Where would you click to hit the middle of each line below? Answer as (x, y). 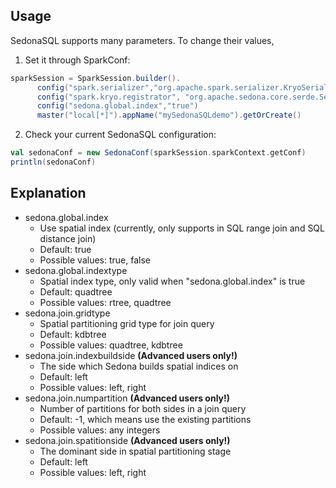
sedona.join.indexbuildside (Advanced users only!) (131, 355)
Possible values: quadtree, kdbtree (111, 345)
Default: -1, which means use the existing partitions (145, 419)
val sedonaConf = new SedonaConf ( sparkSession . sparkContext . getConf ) (158, 153)
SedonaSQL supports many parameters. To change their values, (142, 40)
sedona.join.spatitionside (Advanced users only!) (127, 440)
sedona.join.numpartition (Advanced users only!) (127, 398)
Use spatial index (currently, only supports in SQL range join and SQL (182, 228)
